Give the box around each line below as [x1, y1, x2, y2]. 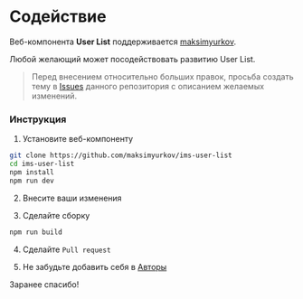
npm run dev [9, 176, 54, 185]
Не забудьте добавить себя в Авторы [22, 261, 167, 272]
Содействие [9, 6, 107, 27]
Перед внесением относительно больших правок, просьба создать [31, 70, 294, 82]
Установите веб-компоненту [22, 134, 134, 145]
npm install [9, 167, 54, 177]
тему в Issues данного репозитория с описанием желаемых [31, 80, 265, 91]
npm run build [9, 228, 63, 237]
